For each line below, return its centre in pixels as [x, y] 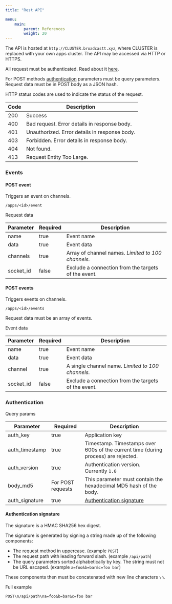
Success [37, 116]
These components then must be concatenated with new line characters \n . [85, 577]
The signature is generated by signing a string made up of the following [81, 535]
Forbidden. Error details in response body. [77, 140]
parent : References [45, 29]
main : [20, 24]
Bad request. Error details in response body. [79, 124]
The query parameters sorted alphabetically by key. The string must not [88, 561]
